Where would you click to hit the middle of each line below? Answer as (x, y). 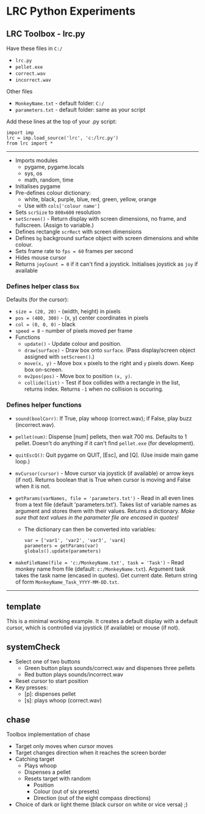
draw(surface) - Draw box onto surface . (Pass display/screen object (110, 350)
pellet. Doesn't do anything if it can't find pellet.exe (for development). (105, 443)
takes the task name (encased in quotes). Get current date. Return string (106, 575)
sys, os (33, 173)
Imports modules (36, 160)
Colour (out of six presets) (66, 791)
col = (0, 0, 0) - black (45, 324)
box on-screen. (43, 370)
